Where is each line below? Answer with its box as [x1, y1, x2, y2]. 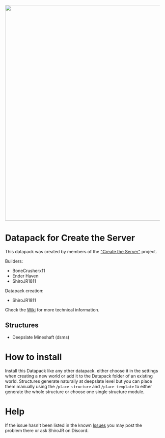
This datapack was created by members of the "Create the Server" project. [5, 248, 157, 254]
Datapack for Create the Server [5, 233, 135, 243]
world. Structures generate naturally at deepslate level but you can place [5, 378, 152, 384]
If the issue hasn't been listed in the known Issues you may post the [5, 422, 142, 428]
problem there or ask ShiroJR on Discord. [5, 427, 89, 433]
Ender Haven [12, 273, 39, 279]
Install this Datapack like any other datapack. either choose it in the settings [5, 368, 158, 373]
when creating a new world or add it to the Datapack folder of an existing [5, 373, 153, 379]
